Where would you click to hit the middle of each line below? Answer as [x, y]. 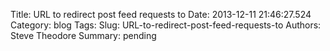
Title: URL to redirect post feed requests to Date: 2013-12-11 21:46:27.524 [161, 14]
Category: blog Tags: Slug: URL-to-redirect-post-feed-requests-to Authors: [166, 25]
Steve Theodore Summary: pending [83, 35]
